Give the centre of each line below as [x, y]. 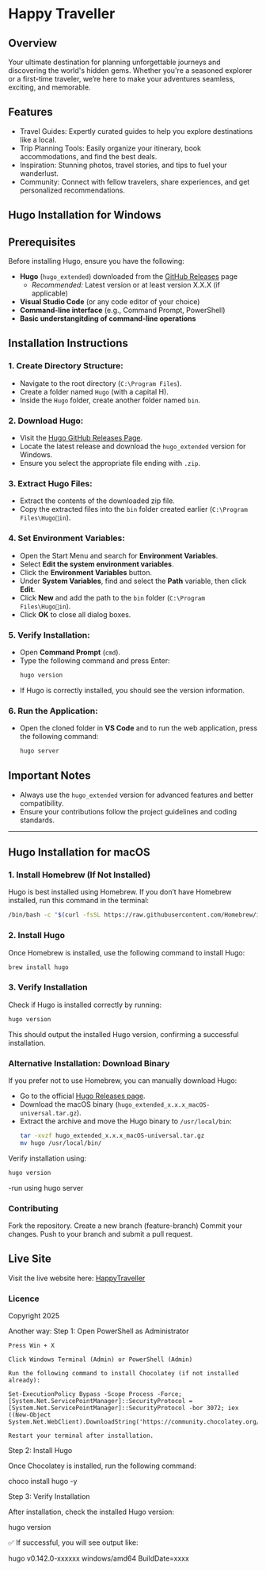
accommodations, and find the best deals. [88, 156]
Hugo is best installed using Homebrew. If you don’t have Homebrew [120, 892]
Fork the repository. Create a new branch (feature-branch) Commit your [125, 1226]
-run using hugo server [46, 1188]
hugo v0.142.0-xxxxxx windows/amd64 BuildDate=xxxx [99, 1558]
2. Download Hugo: [46, 421]
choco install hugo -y [43, 1481]
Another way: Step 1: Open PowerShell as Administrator [99, 1331]
